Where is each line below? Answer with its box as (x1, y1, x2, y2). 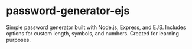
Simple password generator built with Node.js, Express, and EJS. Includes (6, 24, 186, 31)
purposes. (6, 36, 31, 43)
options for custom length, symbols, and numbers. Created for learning (6, 30, 179, 37)
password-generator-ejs (6, 4, 130, 18)
